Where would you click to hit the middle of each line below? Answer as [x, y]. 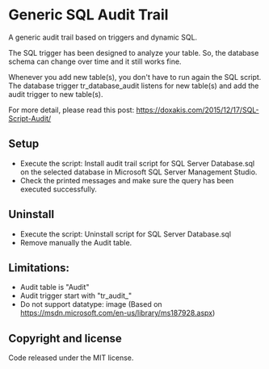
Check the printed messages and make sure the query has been [127, 180]
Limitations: [39, 268]
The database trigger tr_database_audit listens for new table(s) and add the [134, 86]
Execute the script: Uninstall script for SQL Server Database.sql [126, 234]
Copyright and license [65, 338]
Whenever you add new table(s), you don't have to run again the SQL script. [135, 77]
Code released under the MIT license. [71, 358]
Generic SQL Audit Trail [88, 15]
